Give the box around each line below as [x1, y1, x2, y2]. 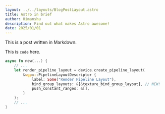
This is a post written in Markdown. [5, 39, 77, 45]
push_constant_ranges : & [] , [31, 86, 90, 91]
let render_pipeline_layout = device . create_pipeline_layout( [14, 67, 145, 72]
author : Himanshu [5, 16, 41, 21]
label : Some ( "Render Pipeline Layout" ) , [31, 77, 116, 82]
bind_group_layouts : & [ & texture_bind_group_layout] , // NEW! [31, 81, 161, 87]
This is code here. [5, 49, 41, 55]
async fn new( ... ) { [5, 58, 48, 63]
